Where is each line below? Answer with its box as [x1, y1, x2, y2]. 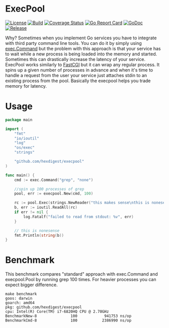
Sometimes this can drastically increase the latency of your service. [5, 56, 146, 62]
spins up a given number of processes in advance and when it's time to [5, 67, 153, 73]
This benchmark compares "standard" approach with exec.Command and [5, 271, 158, 277]
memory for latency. [5, 83, 47, 89]
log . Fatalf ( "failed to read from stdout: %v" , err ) [23, 214, 134, 219]
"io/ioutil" [14, 136, 39, 141]
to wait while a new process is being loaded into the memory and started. [5, 51, 157, 57]
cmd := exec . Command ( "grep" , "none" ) [14, 177, 94, 182]
